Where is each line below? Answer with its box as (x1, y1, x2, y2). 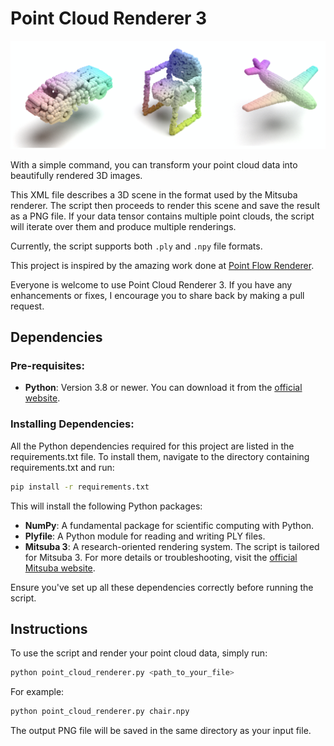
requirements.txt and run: (10, 461, 115, 473)
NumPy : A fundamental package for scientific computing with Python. (24, 519, 315, 531)
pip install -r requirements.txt (10, 482, 150, 492)
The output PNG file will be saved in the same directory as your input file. (10, 725, 312, 737)
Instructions (10, 620, 88, 637)
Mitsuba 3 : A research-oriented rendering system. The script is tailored (24, 540, 320, 552)
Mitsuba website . (24, 562, 96, 574)
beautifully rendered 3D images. (10, 169, 143, 181)
